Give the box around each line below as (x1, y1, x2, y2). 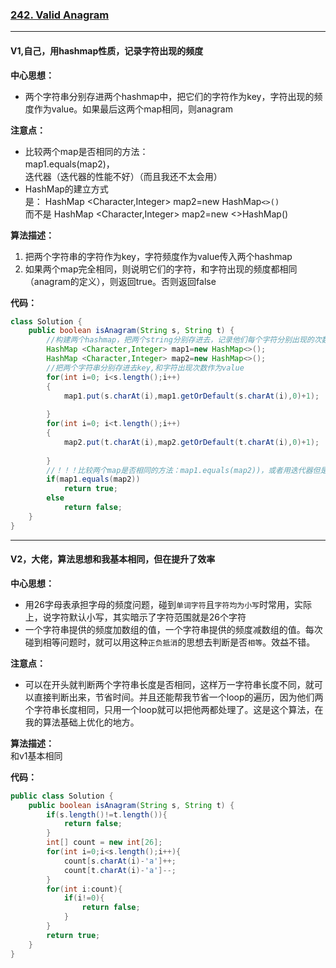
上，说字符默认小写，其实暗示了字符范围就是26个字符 (24, 611, 247, 623)
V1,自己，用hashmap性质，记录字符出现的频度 (10, 44, 204, 57)
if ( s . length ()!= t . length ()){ (46, 809, 168, 820)
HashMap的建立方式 (24, 183, 109, 195)
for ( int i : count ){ (46, 884, 123, 894)
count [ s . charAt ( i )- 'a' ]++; (63, 856, 177, 866)
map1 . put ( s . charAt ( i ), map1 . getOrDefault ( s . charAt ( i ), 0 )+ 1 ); (63, 391, 320, 401)
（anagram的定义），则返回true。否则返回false (24, 275, 217, 287)
